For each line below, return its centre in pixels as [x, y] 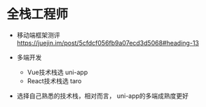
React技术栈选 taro [54, 80]
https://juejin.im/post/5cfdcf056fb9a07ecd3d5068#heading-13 [108, 43]
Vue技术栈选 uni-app [57, 72]
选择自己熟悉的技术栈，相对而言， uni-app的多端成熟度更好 [103, 96]
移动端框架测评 [38, 35]
